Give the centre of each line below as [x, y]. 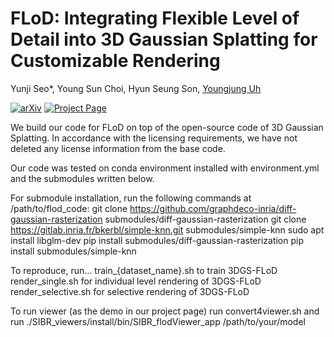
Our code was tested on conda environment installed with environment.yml [165, 168]
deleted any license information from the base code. [118, 148]
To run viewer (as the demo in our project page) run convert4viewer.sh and [165, 311]
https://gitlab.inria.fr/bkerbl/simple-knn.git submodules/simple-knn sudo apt [167, 229]
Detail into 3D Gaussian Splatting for [164, 39]
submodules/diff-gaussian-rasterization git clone [205, 219]
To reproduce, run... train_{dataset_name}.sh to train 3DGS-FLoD [144, 270]
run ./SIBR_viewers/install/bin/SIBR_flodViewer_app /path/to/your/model [158, 321]
